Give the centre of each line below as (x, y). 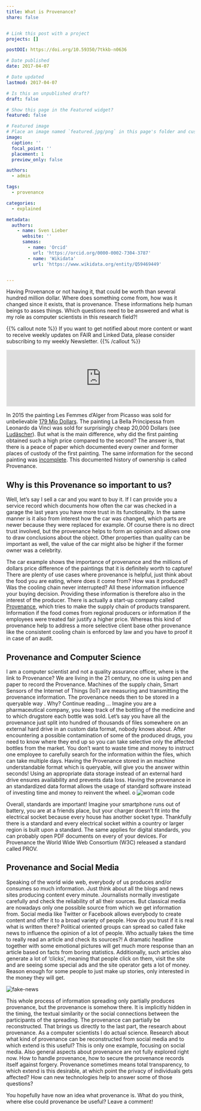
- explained (27, 209)
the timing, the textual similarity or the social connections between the (93, 1013)
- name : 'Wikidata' (52, 258)
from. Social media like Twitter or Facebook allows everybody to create (94, 914)
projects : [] (22, 39)
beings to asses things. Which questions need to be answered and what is (98, 311)
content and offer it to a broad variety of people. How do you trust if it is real (100, 920)
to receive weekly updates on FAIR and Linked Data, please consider (91, 335)
